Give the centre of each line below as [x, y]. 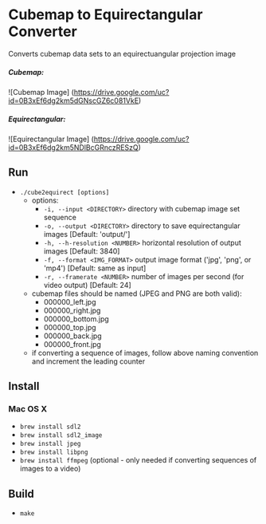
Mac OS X [28, 409]
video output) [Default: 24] [87, 285]
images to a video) [50, 469]
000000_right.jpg [72, 310]
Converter [43, 32]
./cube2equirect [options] [65, 192]
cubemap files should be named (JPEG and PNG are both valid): [137, 294]
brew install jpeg [50, 444]
